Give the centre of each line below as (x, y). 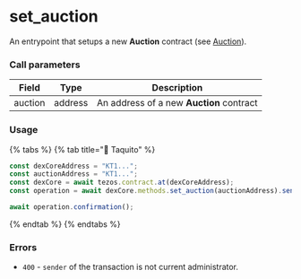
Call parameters (45, 65)
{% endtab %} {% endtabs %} (65, 224)
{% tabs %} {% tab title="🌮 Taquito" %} (82, 149)
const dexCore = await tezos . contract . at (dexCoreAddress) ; (122, 183)
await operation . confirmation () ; (72, 207)
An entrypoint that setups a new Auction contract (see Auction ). (128, 41)
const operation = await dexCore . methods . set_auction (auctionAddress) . (146, 191)
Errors (23, 247)
